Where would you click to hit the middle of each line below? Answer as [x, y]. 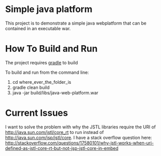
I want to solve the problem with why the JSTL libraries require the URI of [80, 127]
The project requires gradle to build [42, 62]
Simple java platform [49, 9]
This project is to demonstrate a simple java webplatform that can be [76, 23]
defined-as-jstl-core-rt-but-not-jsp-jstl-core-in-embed [62, 148]
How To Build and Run [51, 49]
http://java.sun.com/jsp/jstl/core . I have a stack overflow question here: [79, 137]
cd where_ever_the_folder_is [42, 82]
